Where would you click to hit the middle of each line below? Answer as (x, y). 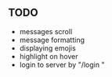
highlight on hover (49, 56)
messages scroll (46, 31)
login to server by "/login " (62, 65)
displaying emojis (47, 48)
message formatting (52, 40)
